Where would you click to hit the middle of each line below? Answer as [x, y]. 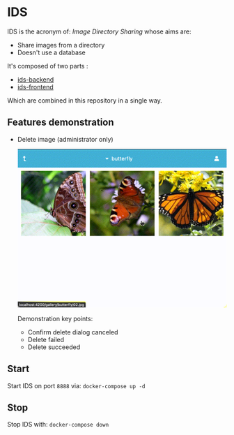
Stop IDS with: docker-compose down [58, 425]
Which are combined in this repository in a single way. [85, 100]
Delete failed [46, 339]
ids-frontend [35, 87]
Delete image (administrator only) [65, 139]
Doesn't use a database [51, 52]
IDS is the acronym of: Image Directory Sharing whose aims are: [99, 31]
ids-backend [36, 79]
